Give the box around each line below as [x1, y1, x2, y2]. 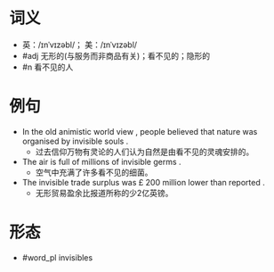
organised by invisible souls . [21, 136, 129, 146]
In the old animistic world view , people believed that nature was [21, 126, 258, 136]
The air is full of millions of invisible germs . [21, 156, 181, 167]
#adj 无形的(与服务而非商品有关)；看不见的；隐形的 [21, 50, 211, 61]
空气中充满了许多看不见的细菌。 [35, 167, 153, 177]
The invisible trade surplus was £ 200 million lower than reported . [21, 177, 265, 187]
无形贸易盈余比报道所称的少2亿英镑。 [35, 187, 173, 198]
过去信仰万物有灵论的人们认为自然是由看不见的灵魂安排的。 [35, 146, 254, 157]
